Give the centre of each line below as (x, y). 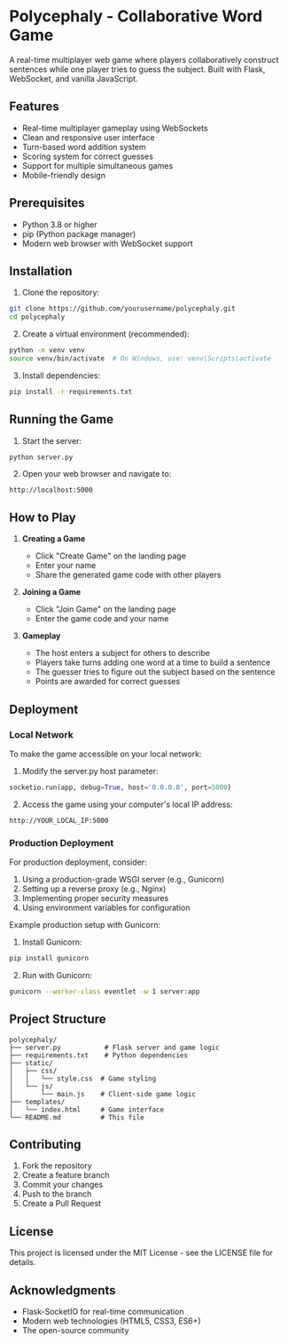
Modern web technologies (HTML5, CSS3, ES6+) (111, 1321)
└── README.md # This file (77, 1117)
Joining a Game (51, 592)
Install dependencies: (61, 376)
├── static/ (31, 1063)
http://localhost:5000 (51, 490)
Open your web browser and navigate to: (97, 474)
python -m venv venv (47, 351)
